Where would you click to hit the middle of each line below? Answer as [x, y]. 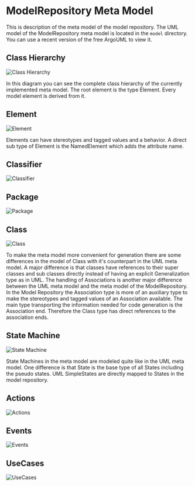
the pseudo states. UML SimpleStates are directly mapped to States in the [95, 373]
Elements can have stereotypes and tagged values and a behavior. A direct [96, 140]
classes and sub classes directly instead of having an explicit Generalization [98, 273]
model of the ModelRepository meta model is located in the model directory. [97, 33]
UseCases [25, 463]
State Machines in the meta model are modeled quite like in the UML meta [95, 361]
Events [19, 431]
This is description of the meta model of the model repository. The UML [92, 27]
